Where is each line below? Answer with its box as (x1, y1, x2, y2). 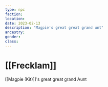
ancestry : (5, 30, 25, 35)
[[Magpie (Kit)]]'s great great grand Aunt (5, 76, 87, 82)
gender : (5, 35, 21, 40)
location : (5, 16, 25, 21)
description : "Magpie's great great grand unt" (5, 25, 104, 30)
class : (5, 39, 19, 44)
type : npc (5, 7, 25, 12)
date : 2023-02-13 (5, 21, 41, 26)
